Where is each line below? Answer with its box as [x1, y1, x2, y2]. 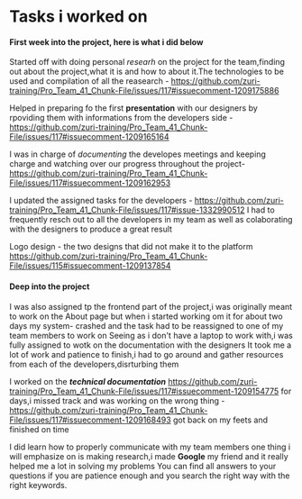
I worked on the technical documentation [9, 376, 167, 386]
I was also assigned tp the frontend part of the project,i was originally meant [9, 301, 293, 312]
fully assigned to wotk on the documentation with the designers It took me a [9, 340, 292, 350]
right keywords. [9, 479, 68, 490]
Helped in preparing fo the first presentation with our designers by [9, 103, 259, 113]
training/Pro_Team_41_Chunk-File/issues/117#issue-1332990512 [9, 204, 245, 215]
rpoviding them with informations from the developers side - [9, 113, 233, 123]
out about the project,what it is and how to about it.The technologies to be [9, 66, 284, 77]
